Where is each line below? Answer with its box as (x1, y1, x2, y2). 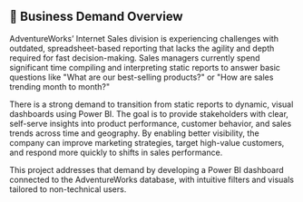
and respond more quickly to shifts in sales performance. (9, 147, 223, 158)
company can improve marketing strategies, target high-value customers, (9, 137, 285, 148)
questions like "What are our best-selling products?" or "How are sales (9, 72, 274, 82)
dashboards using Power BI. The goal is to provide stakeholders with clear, (9, 108, 288, 119)
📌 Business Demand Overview (9, 9, 183, 24)
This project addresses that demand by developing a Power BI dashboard (9, 164, 284, 175)
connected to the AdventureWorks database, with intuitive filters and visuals (9, 174, 295, 185)
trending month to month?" (9, 81, 111, 91)
